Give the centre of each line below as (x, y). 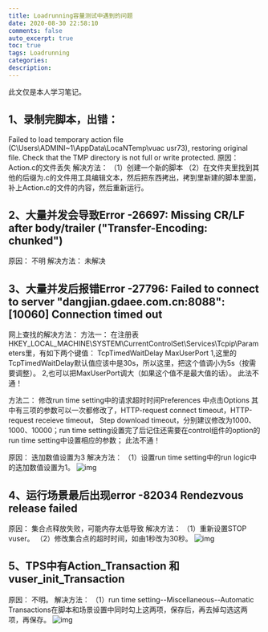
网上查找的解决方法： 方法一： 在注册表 (73, 334)
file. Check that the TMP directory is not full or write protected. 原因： (124, 157)
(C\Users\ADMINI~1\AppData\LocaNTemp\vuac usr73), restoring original (128, 148)
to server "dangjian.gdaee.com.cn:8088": (117, 302)
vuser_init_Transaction (67, 579)
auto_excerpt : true (41, 38)
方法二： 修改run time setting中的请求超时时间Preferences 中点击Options (129, 400)
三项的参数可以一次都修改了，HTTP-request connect (110, 411)
